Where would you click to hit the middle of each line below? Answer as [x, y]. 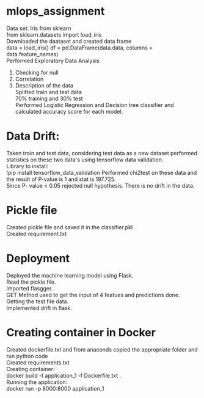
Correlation [29, 79]
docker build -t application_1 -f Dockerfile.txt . [64, 375]
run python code [27, 356]
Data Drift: [33, 136]
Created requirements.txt [38, 363]
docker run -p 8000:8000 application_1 [55, 388]
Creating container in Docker [81, 332]
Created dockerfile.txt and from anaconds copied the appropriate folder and [102, 349]
